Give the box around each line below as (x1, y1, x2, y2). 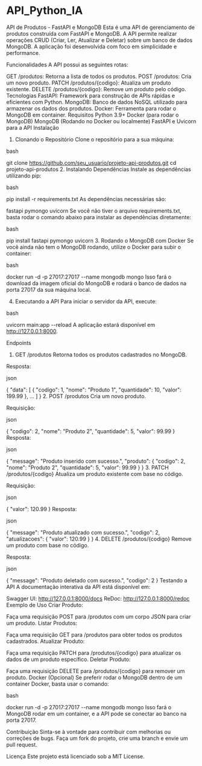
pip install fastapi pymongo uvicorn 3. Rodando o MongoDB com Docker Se (6, 237, 194, 244)
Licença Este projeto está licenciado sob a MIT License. (6, 753, 145, 760)
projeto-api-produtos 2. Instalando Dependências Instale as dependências (6, 166, 191, 173)
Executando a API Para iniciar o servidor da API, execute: (14, 297, 157, 305)
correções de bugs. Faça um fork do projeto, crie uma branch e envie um (6, 735, 188, 742)
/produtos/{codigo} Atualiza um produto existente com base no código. (6, 470, 183, 477)
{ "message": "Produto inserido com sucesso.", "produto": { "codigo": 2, (6, 457, 186, 465)
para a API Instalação (6, 124, 59, 131)
